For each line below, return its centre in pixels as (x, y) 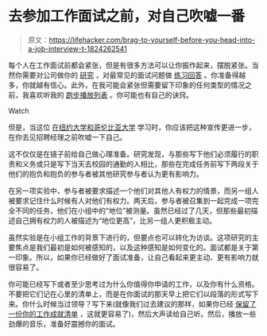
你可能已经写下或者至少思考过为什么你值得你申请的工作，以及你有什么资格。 (133, 284)
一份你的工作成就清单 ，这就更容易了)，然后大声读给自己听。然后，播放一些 (132, 314)
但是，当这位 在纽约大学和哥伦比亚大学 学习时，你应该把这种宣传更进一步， (132, 127)
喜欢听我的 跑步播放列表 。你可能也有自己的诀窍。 (111, 95)
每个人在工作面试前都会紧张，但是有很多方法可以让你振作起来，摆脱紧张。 (130, 65)
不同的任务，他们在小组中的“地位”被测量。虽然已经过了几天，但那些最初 (133, 210)
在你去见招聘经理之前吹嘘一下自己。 (68, 137)
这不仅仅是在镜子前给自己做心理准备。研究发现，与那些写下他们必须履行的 (130, 154)
